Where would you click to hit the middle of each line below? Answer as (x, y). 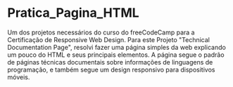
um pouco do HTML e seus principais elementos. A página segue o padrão (116, 55)
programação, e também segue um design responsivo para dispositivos (111, 69)
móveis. (19, 77)
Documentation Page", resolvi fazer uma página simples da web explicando (117, 47)
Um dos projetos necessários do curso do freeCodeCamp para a (101, 32)
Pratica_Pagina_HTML (73, 13)
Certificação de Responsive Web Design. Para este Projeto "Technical (108, 39)
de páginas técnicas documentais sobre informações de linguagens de (110, 62)
